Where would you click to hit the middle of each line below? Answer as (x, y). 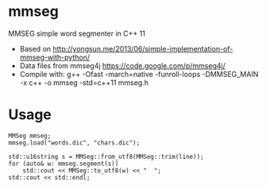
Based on (35, 48)
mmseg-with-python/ (54, 57)
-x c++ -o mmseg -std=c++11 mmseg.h (84, 83)
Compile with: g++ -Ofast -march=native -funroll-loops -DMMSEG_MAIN (139, 74)
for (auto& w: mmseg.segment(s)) (64, 164)
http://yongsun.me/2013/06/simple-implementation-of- (143, 48)
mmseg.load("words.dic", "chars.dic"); (74, 143)
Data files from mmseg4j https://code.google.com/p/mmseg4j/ (123, 65)
